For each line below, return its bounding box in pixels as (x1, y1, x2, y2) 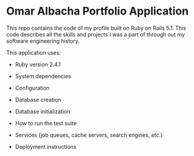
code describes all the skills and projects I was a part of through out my (6, 30, 185, 38)
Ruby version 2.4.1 (15, 61, 61, 68)
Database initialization (15, 107, 71, 115)
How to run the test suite (15, 120, 77, 127)
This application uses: (6, 49, 61, 56)
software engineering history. (6, 37, 80, 44)
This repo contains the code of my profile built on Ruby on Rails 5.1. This (6, 24, 187, 32)
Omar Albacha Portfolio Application (6, 4, 189, 18)
